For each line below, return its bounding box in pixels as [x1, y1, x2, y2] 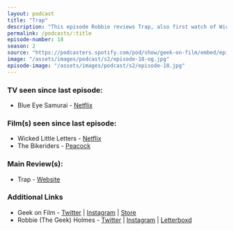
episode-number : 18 [7, 36, 64, 43]
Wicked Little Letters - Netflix [17, 134, 102, 143]
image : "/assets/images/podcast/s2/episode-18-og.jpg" [7, 56, 170, 63]
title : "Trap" [7, 17, 49, 24]
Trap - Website [17, 175, 61, 184]
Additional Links [7, 193, 63, 202]
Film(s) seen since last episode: [7, 118, 117, 128]
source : [7, 50, 30, 57]
